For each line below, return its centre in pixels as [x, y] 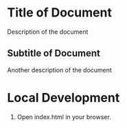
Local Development [63, 97]
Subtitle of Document [54, 53]
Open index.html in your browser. [64, 117]
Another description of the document [59, 70]
